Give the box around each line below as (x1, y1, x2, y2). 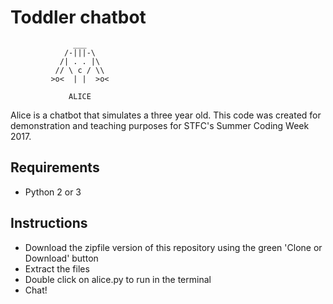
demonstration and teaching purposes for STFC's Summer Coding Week (10, 119, 310, 131)
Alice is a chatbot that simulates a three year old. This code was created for (10, 109, 322, 121)
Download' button (24, 252, 99, 264)
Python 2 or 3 (24, 186, 82, 198)
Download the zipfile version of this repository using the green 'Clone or (24, 241, 323, 253)
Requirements (10, 159, 100, 176)
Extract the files (24, 262, 90, 275)
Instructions (10, 215, 88, 232)
